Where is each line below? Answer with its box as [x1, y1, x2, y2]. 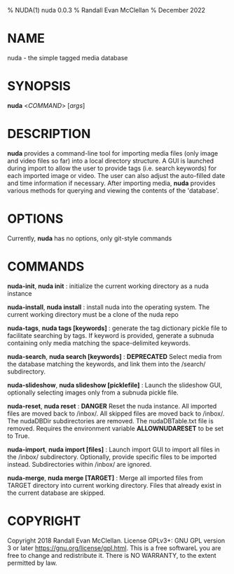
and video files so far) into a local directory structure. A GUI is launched [7, 156, 214, 165]
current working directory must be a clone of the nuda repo [7, 310, 179, 318]
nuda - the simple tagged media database [7, 53, 128, 62]
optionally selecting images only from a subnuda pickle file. [7, 388, 179, 397]
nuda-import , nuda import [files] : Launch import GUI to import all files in [7, 445, 220, 453]
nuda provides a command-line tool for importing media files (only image [7, 149, 219, 157]
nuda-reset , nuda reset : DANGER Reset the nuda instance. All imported [7, 402, 217, 410]
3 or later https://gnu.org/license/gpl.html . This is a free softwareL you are [7, 543, 221, 552]
